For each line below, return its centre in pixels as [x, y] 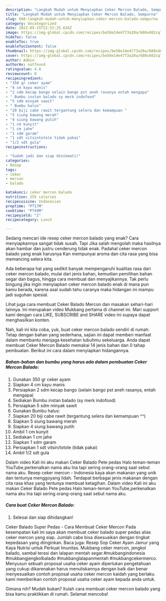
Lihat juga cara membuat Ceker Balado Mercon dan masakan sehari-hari [79, 304]
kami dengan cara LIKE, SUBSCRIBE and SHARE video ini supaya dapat [78, 315]
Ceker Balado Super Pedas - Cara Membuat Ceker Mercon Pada [71, 527]
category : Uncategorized [31, 23]
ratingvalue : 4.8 [23, 69]
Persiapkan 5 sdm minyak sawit [45, 406]
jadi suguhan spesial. [27, 295]
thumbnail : [17, 51]
